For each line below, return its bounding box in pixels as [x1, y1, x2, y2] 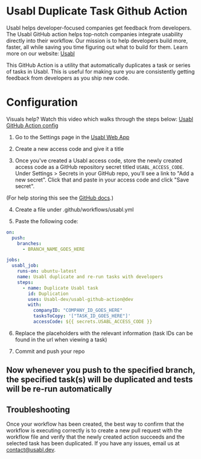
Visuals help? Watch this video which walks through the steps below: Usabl [6, 115, 193, 122]
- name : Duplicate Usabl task [22, 285, 98, 291]
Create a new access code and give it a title [14, 145, 124, 152]
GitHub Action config [6, 122, 59, 129]
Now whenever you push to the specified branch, [6, 365, 196, 375]
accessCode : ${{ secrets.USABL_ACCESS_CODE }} [33, 318, 153, 324]
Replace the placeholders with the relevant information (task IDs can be [14, 329, 193, 337]
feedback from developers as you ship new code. [6, 74, 130, 81]
